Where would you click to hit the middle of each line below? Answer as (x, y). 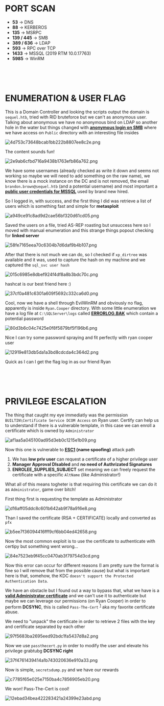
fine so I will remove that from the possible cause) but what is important (77, 570)
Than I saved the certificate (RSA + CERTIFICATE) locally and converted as (81, 518)
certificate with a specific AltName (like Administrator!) (66, 475)
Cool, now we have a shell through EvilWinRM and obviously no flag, (74, 303)
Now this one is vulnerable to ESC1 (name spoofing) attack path (70, 449)
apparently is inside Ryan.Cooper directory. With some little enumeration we (81, 308)
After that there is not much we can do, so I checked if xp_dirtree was (76, 254)
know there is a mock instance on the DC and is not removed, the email (77, 181)
